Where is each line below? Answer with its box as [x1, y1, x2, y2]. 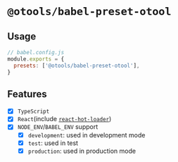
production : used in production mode [27, 147, 136, 155]
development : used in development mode [27, 130, 146, 139]
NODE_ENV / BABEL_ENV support [17, 123, 98, 131]
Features [7, 88, 47, 100]
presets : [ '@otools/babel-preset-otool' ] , [13, 62, 140, 69]
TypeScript [17, 108, 50, 116]
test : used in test [27, 139, 79, 147]
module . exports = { [7, 55, 65, 63]
